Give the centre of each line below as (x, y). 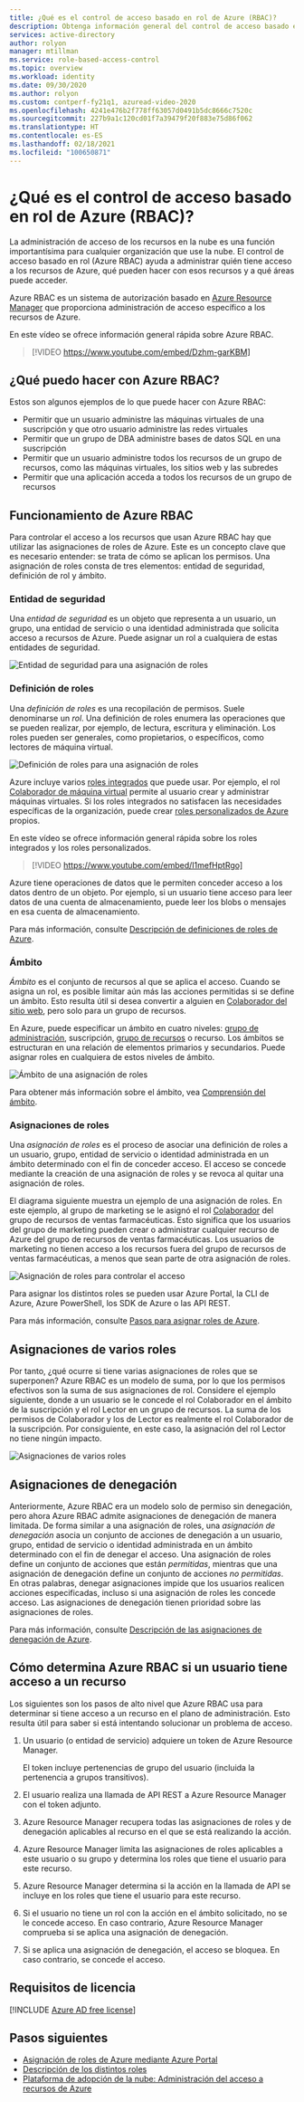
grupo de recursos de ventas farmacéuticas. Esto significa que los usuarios (150, 1220)
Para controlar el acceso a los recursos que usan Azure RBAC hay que (140, 537)
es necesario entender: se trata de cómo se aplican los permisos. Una (140, 557)
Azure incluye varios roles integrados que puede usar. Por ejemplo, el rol (145, 782)
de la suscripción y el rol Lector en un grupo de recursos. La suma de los (146, 1409)
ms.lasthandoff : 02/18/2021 (62, 144)
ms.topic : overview (46, 69)
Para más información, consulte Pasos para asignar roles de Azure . (135, 1321)
